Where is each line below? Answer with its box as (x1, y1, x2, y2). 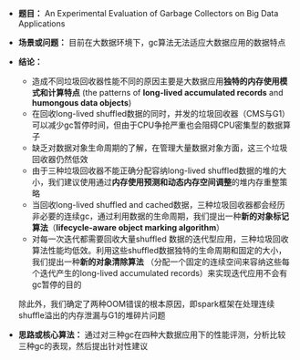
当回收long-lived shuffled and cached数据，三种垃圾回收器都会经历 (31, 200, 285, 210)
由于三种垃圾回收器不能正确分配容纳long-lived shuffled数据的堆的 (31, 165, 279, 176)
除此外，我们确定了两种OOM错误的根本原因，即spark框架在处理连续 (17, 299, 275, 309)
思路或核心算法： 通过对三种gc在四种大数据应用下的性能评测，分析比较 (17, 329, 286, 340)
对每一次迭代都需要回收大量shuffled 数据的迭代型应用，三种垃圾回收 (31, 233, 289, 244)
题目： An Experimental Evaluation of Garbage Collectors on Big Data (17, 8, 279, 18)
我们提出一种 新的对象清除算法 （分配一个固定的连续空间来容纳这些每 (31, 256, 290, 267)
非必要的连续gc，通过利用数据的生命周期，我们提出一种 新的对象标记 (31, 211, 290, 221)
